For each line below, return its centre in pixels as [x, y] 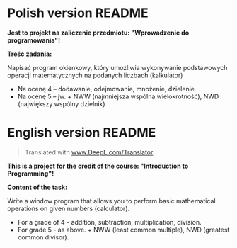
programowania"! [34, 40]
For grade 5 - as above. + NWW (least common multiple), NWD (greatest [123, 230]
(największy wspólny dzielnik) [61, 103]
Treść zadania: [30, 54]
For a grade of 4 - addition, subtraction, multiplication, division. [109, 222]
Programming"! [31, 173]
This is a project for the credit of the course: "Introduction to [98, 166]
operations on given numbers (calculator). [69, 208]
